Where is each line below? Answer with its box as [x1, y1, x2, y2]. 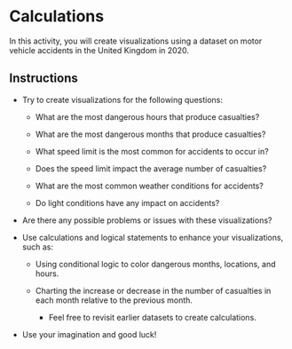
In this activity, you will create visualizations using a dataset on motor [9, 36, 263, 46]
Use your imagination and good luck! [21, 329, 157, 339]
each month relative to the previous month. [35, 295, 193, 305]
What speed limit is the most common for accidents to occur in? [35, 146, 269, 156]
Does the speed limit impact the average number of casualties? [35, 163, 267, 174]
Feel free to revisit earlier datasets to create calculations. [48, 312, 257, 322]
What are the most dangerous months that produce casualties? [35, 129, 266, 139]
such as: [21, 242, 53, 252]
